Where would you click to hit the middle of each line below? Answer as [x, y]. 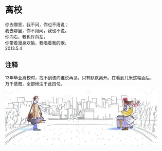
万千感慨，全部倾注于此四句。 [35, 84]
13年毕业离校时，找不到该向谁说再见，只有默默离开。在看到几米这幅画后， [80, 77]
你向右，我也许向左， [26, 37]
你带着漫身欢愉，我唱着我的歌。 [37, 43]
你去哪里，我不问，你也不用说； [37, 24]
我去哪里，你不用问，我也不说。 [37, 30]
